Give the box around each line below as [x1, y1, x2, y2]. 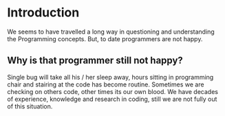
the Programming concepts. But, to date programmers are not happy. [7, 34, 203, 43]
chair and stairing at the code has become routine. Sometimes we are [7, 80, 204, 89]
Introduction [7, 5, 80, 21]
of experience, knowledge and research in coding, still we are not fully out [7, 95, 217, 103]
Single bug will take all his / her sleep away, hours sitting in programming [7, 73, 214, 81]
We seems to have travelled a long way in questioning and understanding [7, 27, 215, 36]
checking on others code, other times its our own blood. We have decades [7, 87, 219, 95]
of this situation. [7, 102, 53, 111]
